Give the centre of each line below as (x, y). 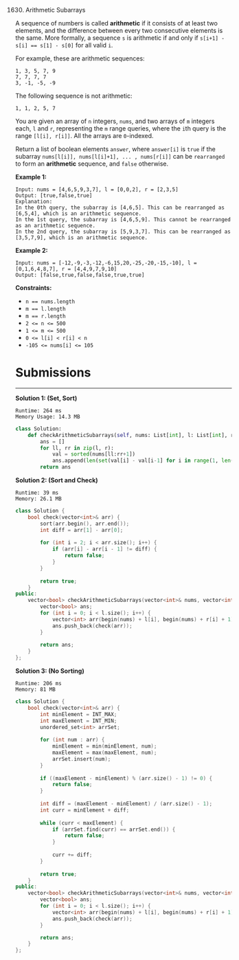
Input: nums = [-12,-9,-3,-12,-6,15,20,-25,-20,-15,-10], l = (106, 263)
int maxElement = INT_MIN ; (79, 721)
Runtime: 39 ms (37, 493)
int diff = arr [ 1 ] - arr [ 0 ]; (82, 530)
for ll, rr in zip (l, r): (77, 448)
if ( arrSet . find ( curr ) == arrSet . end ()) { (114, 829)
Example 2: (32, 250)
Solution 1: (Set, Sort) (46, 398)
